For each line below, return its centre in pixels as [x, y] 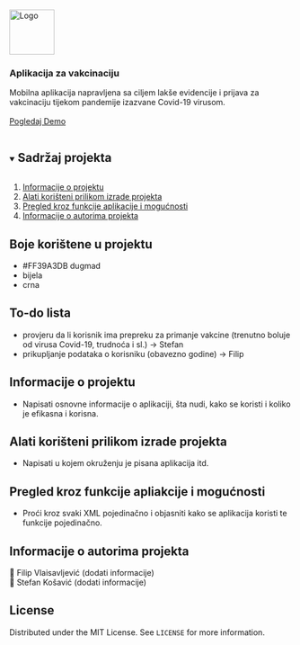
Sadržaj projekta [65, 157]
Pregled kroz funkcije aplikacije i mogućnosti [105, 206]
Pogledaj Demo [38, 121]
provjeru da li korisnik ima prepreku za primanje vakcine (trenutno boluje [156, 335]
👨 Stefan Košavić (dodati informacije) [78, 582]
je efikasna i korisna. [60, 413]
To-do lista [40, 314]
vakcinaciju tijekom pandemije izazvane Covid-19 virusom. [118, 103]
